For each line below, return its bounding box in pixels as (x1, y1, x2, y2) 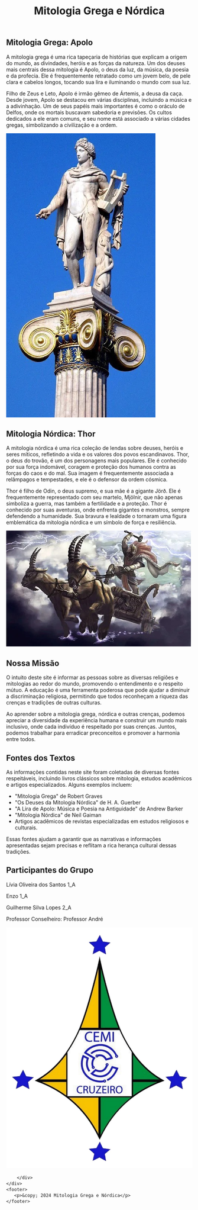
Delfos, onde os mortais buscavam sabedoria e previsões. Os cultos (6, 108, 173, 116)
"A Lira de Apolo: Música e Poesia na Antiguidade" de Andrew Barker (14, 805, 183, 812)
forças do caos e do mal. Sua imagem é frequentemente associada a (6, 469, 174, 477)
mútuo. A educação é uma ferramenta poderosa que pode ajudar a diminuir (6, 687, 190, 694)
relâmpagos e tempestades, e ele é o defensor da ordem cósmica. (6, 476, 168, 483)
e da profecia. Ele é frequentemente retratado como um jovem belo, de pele (6, 72, 191, 79)
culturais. (14, 824, 38, 831)
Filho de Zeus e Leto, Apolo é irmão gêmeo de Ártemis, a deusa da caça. (6, 90, 184, 97)
